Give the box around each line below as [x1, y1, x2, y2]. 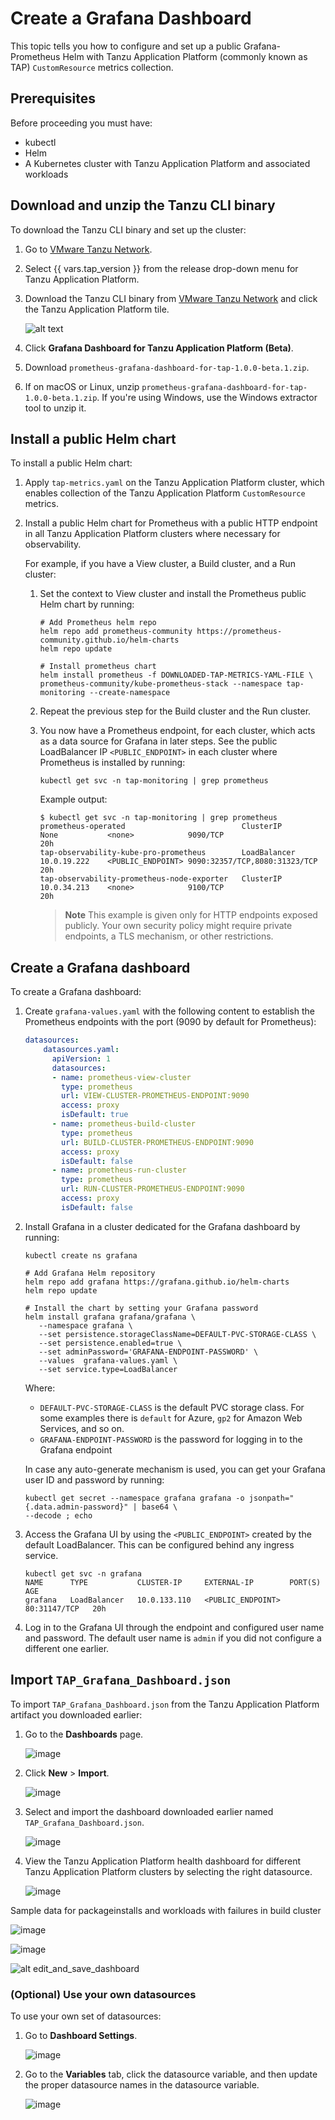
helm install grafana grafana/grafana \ [24, 1312, 196, 1322]
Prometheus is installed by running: [39, 757, 186, 769]
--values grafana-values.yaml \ [38, 1355, 178, 1366]
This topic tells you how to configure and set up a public [10, 40, 242, 52]
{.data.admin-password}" [24, 1502, 129, 1512]
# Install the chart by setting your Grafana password [24, 1303, 259, 1313]
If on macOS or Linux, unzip [24, 380, 140, 392]
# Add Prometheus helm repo [39, 618, 157, 628]
